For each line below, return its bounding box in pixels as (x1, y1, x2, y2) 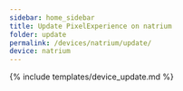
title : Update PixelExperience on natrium (9, 22, 172, 31)
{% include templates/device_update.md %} (9, 71, 175, 82)
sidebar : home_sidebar (9, 13, 95, 23)
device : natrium (9, 47, 71, 56)
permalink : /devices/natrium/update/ (9, 38, 152, 48)
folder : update (9, 30, 67, 39)
